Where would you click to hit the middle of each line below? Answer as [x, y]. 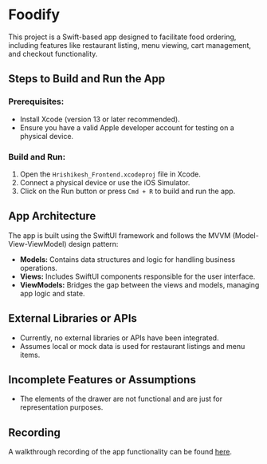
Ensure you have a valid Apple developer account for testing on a [127, 127]
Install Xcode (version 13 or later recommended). [100, 119]
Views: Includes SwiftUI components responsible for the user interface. [137, 276]
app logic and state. [52, 293]
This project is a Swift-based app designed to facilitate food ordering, [122, 37]
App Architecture [52, 216]
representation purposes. [61, 407]
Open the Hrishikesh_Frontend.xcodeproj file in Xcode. [110, 174]
